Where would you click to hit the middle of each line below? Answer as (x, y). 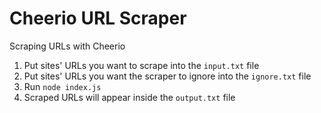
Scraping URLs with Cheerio (67, 46)
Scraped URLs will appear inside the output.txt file (129, 97)
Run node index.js (62, 86)
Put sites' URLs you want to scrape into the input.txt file (141, 65)
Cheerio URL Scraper (98, 18)
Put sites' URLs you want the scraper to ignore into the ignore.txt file (167, 76)
